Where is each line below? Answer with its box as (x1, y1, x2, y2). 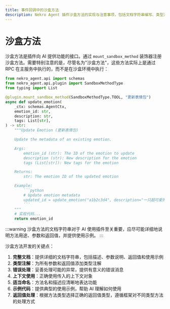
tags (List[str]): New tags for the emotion (23, 160, 119, 165)
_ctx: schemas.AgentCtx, (14, 104, 67, 109)
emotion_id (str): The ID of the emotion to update (23, 151, 135, 156)
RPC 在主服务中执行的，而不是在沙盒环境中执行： (5, 66, 109, 72)
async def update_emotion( (5, 99, 62, 105)
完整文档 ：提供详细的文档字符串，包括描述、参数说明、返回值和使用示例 (12, 254, 163, 260)
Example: (14, 183, 33, 188)
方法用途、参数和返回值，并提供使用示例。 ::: (9, 232, 104, 238)
